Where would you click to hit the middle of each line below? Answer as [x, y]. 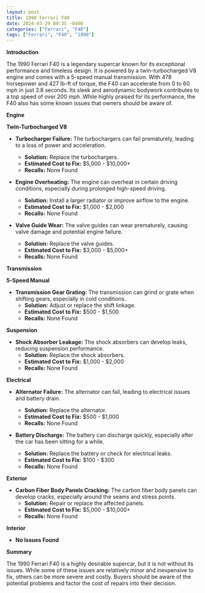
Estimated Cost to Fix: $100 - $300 [69, 460]
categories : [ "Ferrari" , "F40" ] [47, 29]
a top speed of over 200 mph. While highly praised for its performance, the [101, 97]
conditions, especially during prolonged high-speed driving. [91, 189]
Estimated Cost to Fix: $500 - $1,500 [72, 312]
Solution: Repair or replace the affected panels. [84, 504]
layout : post [23, 12]
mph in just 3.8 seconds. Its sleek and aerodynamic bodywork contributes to [103, 90]
